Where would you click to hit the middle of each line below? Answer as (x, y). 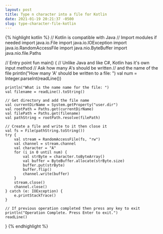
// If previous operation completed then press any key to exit (73, 209)
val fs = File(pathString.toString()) (45, 131)
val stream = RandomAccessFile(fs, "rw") (57, 139)
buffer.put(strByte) (44, 165)
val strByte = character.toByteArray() (64, 157)
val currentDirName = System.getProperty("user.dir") (62, 105)
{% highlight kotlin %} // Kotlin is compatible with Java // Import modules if (81, 38)
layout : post (19, 10)
